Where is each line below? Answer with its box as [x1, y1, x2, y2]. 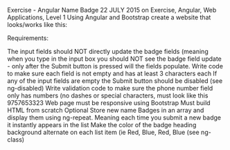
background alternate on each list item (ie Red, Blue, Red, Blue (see [7, 128, 200, 136]
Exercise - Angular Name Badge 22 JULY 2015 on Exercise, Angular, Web [7, 6, 217, 14]
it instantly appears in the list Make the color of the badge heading [7, 121, 197, 129]
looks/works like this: [7, 21, 68, 28]
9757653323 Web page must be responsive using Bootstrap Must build [7, 99, 211, 106]
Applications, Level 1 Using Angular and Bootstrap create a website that [7, 13, 211, 21]
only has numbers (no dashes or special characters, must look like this [7, 91, 209, 100]
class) [7, 135, 25, 144]
